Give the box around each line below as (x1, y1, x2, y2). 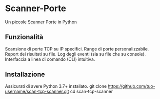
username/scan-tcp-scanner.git (5, 88, 69, 94)
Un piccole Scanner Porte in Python (5, 19, 77, 25)
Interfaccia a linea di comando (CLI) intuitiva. (5, 56, 95, 62)
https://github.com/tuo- (108, 83, 155, 89)
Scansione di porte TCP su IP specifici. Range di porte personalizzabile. (5, 46, 149, 51)
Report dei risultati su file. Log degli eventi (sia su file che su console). (5, 51, 146, 57)
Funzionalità (5, 33, 43, 41)
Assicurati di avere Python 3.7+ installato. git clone (5, 83, 107, 89)
